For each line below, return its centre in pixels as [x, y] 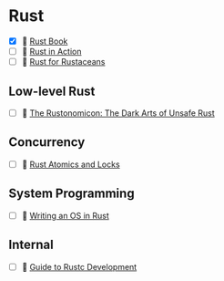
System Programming [71, 194]
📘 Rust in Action [51, 52]
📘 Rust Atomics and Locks [71, 164]
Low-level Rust [52, 91]
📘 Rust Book [45, 41]
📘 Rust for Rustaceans [63, 62]
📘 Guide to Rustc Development [79, 266]
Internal [31, 245]
